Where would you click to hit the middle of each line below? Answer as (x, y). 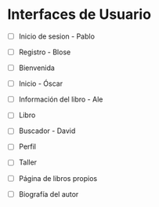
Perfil (27, 146)
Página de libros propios (58, 178)
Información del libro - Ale (61, 99)
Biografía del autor (49, 194)
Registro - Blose (45, 52)
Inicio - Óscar (41, 83)
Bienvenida (37, 68)
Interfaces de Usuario (79, 15)
